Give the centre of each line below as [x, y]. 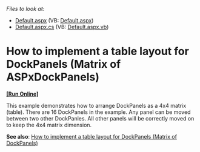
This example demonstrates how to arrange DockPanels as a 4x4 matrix [96, 105]
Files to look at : [25, 9]
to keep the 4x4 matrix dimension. [49, 125]
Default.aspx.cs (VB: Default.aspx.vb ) [62, 27]
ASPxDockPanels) [53, 77]
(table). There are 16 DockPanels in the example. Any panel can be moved [98, 112]
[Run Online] [22, 94]
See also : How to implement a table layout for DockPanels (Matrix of [92, 136]
